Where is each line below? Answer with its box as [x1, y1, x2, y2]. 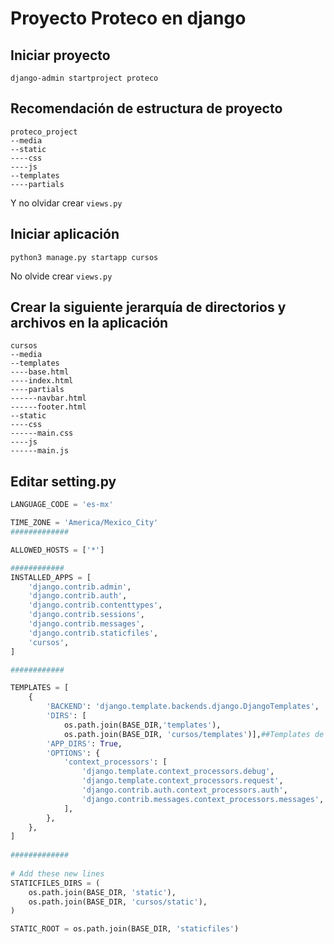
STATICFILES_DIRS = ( [10, 878, 101, 888]
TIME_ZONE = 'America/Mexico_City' [10, 518, 159, 528]
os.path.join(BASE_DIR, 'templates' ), [63, 720, 222, 730]
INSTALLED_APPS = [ [10, 572, 92, 582]
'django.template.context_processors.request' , [81, 776, 284, 786]
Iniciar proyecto [10, 47, 111, 64]
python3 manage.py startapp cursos [10, 252, 159, 262]
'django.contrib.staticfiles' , [28, 628, 159, 638]
